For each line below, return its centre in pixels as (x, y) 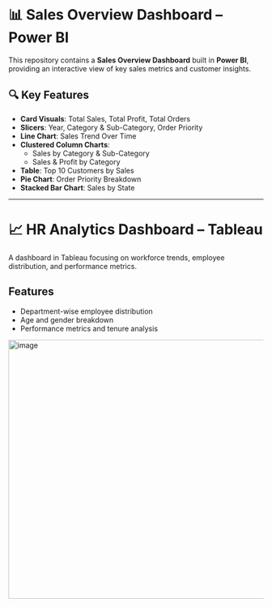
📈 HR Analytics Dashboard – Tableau (136, 229)
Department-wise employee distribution (87, 311)
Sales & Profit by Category (76, 161)
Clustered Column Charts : (65, 144)
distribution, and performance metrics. (73, 266)
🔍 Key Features (49, 95)
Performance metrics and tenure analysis (89, 328)
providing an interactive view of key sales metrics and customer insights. (130, 68)
